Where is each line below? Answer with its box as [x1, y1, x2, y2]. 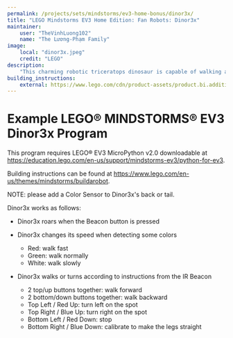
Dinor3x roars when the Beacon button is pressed [17, 217, 159, 226]
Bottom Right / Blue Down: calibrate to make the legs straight [27, 323, 202, 331]
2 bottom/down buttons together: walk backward [27, 293, 168, 302]
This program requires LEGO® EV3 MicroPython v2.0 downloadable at [7, 149, 208, 157]
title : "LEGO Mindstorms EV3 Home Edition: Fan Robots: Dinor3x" [7, 17, 200, 24]
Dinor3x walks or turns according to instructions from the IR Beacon [17, 272, 212, 281]
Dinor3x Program [7, 126, 108, 142]
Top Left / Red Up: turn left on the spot [27, 301, 138, 309]
